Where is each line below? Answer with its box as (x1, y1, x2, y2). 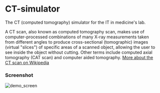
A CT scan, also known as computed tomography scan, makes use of (5, 29, 145, 34)
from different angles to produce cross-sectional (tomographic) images (5, 39, 148, 45)
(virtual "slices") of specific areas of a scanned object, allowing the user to (5, 44, 155, 50)
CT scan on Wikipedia (5, 60, 50, 65)
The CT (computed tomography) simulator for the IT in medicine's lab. (5, 19, 146, 25)
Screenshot (5, 72, 33, 78)
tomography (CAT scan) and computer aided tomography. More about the (5, 54, 154, 60)
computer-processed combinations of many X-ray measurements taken (5, 34, 149, 40)
